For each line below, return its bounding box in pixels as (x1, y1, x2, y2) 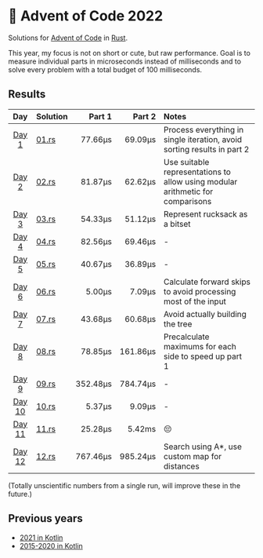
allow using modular (163, 176, 238, 187)
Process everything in (163, 124, 244, 135)
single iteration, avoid (163, 133, 243, 144)
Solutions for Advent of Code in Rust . (8, 33, 128, 42)
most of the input (163, 296, 227, 307)
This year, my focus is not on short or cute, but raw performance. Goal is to (8, 48, 250, 57)
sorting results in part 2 (163, 144, 250, 155)
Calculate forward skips (163, 276, 250, 287)
